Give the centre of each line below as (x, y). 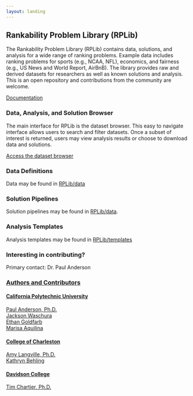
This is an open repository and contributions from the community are (89, 80)
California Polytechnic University (47, 297)
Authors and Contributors (43, 283)
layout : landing (26, 11)
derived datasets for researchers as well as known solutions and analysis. (95, 74)
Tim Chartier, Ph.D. (29, 387)
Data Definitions (29, 171)
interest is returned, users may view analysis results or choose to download (97, 138)
